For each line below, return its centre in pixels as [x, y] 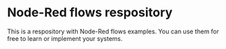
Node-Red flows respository [90, 13]
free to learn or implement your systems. [65, 38]
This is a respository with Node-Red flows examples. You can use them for [113, 31]
